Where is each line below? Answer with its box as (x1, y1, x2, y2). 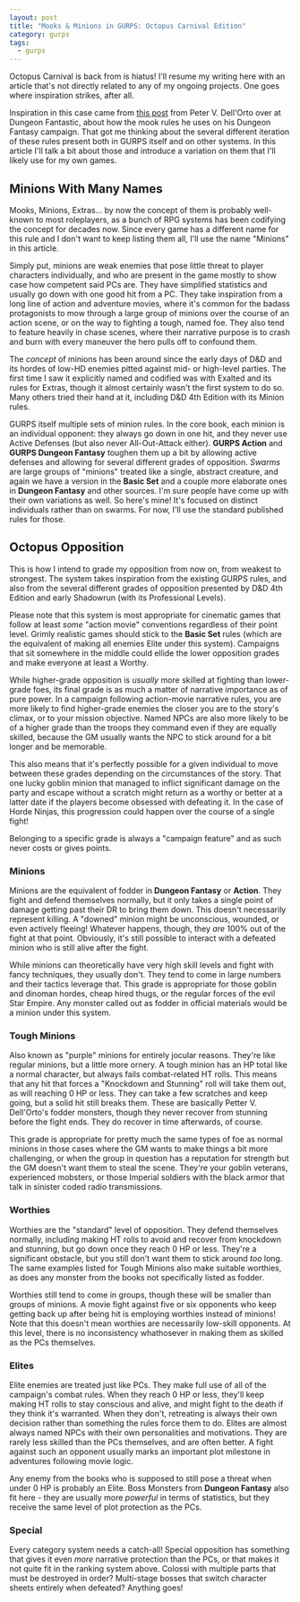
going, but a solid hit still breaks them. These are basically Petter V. (9, 1098, 257, 1108)
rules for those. (9, 513, 65, 524)
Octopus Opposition (9, 539, 124, 556)
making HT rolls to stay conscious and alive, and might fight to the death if (9, 1399, 284, 1409)
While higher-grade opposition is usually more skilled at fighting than (9, 674, 264, 685)
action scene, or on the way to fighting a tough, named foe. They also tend (9, 317, 285, 328)
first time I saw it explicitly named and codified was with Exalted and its (9, 373, 272, 383)
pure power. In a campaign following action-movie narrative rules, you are (9, 693, 282, 704)
